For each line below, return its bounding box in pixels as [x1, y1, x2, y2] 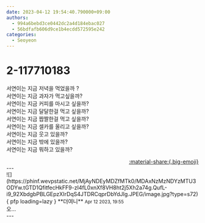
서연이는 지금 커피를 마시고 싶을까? [6, 100, 90, 107]
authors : [6, 15, 29, 21]
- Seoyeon [12, 37, 37, 43]
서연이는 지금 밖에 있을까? [6, 138, 68, 145]
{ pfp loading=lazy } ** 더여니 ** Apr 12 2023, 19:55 [6, 197, 124, 205]
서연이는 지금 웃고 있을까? [6, 130, 68, 137]
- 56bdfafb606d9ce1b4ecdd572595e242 [12, 26, 105, 32]
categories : [6, 32, 37, 38]
